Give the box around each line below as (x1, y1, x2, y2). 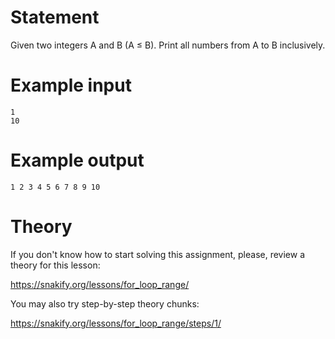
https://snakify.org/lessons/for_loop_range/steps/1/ (10, 317, 222, 329)
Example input (10, 74, 132, 97)
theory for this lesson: (10, 259, 101, 271)
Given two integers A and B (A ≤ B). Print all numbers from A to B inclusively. (10, 39, 326, 51)
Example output (10, 149, 145, 172)
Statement (10, 6, 100, 29)
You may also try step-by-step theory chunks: (10, 297, 200, 310)
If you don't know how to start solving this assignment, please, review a (10, 248, 306, 260)
